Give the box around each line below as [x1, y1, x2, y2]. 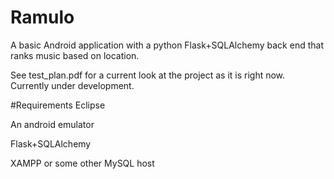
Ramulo [10, 6, 75, 29]
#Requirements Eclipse [10, 99, 106, 111]
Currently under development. [10, 79, 135, 91]
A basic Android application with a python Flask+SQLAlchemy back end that [10, 39, 324, 51]
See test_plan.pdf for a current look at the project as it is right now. [10, 69, 286, 81]
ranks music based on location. [10, 49, 140, 61]
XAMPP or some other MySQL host [10, 157, 155, 169]
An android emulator [10, 118, 95, 130]
